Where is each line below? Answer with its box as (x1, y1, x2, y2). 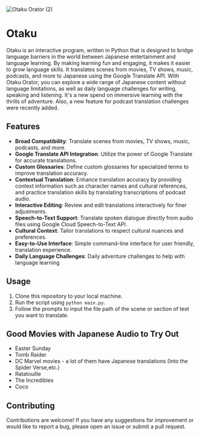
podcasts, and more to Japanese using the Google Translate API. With (6, 72, 180, 79)
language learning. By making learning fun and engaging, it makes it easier (6, 59, 191, 66)
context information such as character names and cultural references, (14, 182, 187, 189)
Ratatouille (14, 370, 41, 378)
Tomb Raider (14, 351, 47, 358)
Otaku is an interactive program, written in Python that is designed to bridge (6, 46, 193, 54)
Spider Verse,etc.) (14, 364, 60, 371)
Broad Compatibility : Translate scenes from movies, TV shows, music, (14, 137, 190, 144)
